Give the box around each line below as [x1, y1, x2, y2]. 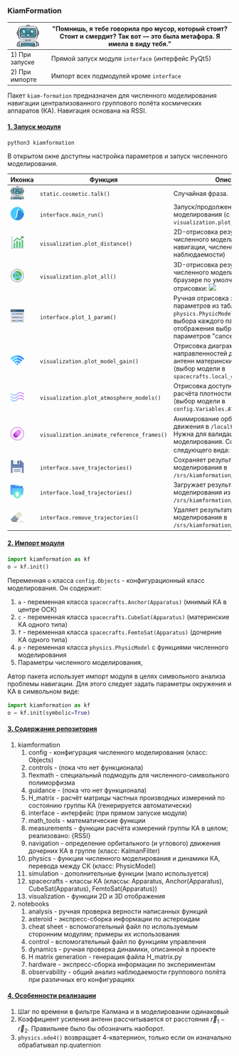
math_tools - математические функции [28, 816, 146, 824]
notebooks [17, 899, 50, 908]
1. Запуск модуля [7, 123, 62, 131]
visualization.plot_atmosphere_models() [40, 394, 161, 401]
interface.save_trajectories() [40, 464, 133, 472]
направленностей [173, 349, 228, 358]
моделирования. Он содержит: [7, 584, 102, 592]
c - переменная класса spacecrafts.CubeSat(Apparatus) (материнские [17, 612, 230, 621]
